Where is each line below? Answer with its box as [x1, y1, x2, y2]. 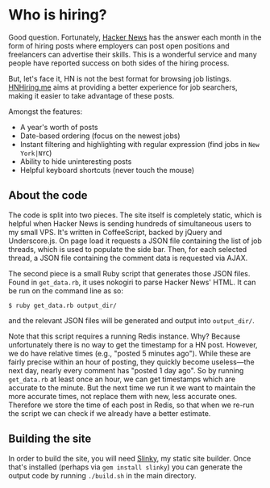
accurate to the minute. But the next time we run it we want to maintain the [8, 382, 256, 393]
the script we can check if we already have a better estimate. [8, 408, 211, 418]
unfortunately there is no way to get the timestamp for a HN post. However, [8, 339, 258, 349]
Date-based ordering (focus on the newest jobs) [19, 131, 181, 141]
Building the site [8, 432, 92, 446]
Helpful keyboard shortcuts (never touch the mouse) [19, 165, 195, 175]
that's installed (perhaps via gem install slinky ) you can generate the [8, 462, 243, 472]
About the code [8, 188, 88, 203]
